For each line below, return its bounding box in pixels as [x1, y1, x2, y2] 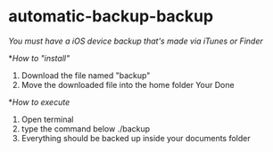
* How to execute [8, 96, 70, 108]
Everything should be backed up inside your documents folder [21, 132, 251, 143]
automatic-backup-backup [8, 6, 214, 27]
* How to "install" [8, 52, 70, 63]
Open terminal [21, 114, 74, 124]
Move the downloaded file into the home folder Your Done [21, 79, 235, 90]
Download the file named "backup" [21, 69, 151, 81]
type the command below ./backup [21, 123, 151, 134]
